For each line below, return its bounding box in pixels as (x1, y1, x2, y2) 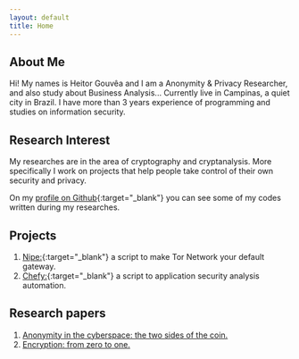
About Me (9, 54, 65, 70)
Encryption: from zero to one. (21, 338, 131, 349)
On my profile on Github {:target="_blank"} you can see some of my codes (9, 193, 281, 204)
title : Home (9, 21, 54, 30)
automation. (21, 280, 67, 290)
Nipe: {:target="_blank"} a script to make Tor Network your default (21, 251, 265, 262)
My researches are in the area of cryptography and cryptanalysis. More (9, 156, 272, 167)
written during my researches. (9, 202, 120, 213)
